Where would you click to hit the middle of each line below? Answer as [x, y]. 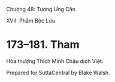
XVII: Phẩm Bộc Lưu [31, 20]
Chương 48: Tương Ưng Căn [41, 9]
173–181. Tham [43, 45]
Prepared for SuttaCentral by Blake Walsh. [58, 72]
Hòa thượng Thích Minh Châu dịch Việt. [55, 61]
